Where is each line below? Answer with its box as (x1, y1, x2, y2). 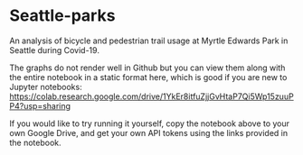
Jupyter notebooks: (9, 81, 83, 92)
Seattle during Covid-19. (9, 44, 99, 55)
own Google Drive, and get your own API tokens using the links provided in (9, 127, 288, 138)
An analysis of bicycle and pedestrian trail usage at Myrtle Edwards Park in (9, 35, 289, 46)
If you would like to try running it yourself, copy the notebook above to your (9, 118, 290, 129)
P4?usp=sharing (9, 100, 71, 111)
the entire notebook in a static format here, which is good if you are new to (9, 71, 288, 82)
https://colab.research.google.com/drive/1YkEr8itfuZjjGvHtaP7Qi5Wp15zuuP (9, 91, 294, 102)
